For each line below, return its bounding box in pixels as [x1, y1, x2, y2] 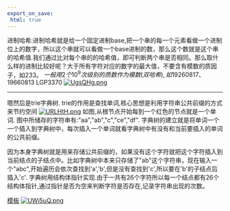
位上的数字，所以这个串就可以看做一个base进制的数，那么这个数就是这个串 [7, 45, 219, 53]
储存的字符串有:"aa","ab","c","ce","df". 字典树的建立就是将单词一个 [34, 116, 220, 124]
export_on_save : [7, 10, 53, 17]
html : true [10, 16, 41, 23]
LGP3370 [36, 78, 63, 86]
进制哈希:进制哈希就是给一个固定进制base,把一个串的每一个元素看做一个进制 [7, 36, 222, 45]
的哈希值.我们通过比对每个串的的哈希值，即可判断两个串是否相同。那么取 [7, 53, 214, 62]
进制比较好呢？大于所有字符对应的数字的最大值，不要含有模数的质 [25, 62, 211, 70]
